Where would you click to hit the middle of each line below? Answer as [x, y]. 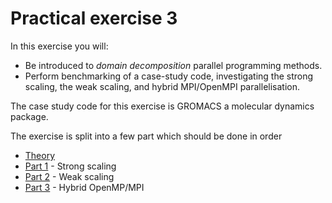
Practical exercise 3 [94, 18]
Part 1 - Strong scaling [70, 166]
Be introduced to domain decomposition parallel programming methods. [173, 65]
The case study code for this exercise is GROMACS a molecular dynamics [162, 106]
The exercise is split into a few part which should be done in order [146, 136]
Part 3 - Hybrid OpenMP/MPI [84, 187]
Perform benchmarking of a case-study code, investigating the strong [169, 76]
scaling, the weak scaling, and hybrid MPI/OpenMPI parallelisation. [162, 86]
